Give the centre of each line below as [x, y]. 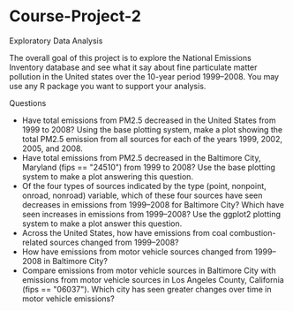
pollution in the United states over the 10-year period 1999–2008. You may [144, 76]
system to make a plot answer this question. [102, 224]
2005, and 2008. [53, 148]
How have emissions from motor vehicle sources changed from [137, 251]
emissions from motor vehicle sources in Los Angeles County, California [153, 279]
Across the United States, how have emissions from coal [124, 232]
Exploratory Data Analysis [56, 41]
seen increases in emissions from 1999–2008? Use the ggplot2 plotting [151, 214]
